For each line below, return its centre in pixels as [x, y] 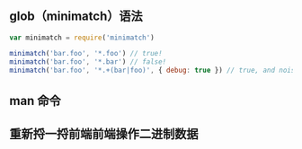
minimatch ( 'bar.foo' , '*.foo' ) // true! [86, 54]
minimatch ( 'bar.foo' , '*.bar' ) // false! [88, 62]
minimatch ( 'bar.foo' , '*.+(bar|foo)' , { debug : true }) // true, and [142, 70]
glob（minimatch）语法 [76, 17]
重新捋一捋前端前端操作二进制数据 [104, 133]
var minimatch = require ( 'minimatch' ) [82, 38]
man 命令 [35, 101]
